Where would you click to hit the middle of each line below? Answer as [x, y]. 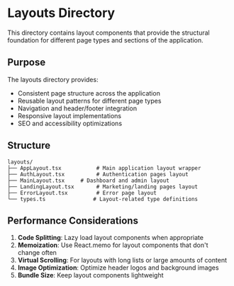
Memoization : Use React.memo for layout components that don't [113, 245]
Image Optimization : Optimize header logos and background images [118, 268]
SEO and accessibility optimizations [70, 123]
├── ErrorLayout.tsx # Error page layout [82, 193]
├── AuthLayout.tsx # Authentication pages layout [98, 174]
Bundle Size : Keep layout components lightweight [91, 275]
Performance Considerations [73, 221]
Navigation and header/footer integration [77, 108]
